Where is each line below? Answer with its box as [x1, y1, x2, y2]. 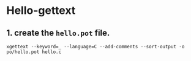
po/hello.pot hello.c [6, 49, 62, 55]
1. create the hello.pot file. [6, 28, 110, 38]
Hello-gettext [6, 4, 76, 18]
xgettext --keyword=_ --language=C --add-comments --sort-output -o [6, 43, 185, 50]
